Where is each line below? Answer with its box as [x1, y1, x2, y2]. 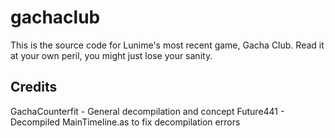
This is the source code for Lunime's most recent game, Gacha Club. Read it [10, 39, 325, 51]
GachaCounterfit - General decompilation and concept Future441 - [10, 105, 285, 117]
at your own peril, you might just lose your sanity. [10, 49, 213, 61]
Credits [10, 79, 58, 96]
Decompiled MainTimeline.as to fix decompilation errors [10, 116, 241, 128]
